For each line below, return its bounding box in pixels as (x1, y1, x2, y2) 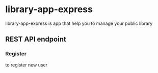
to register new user (5, 62, 47, 68)
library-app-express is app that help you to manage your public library (5, 20, 153, 26)
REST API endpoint (5, 35, 66, 44)
